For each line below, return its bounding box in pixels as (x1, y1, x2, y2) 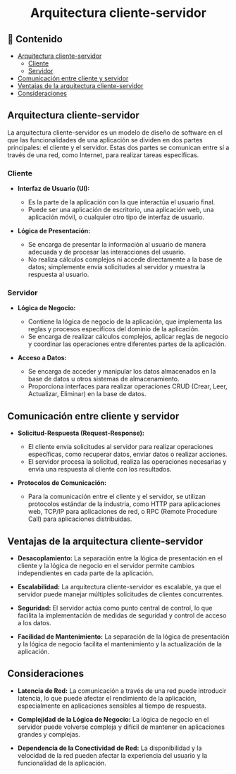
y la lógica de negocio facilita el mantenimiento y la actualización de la (17, 640, 222, 649)
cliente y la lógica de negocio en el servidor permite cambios (17, 562, 195, 570)
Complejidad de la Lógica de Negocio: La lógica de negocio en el (17, 715, 209, 723)
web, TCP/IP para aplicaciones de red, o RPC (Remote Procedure (27, 508, 218, 516)
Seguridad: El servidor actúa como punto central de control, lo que (17, 604, 213, 613)
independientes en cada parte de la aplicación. (17, 569, 154, 577)
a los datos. (17, 619, 51, 627)
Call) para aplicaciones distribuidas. (27, 515, 132, 523)
